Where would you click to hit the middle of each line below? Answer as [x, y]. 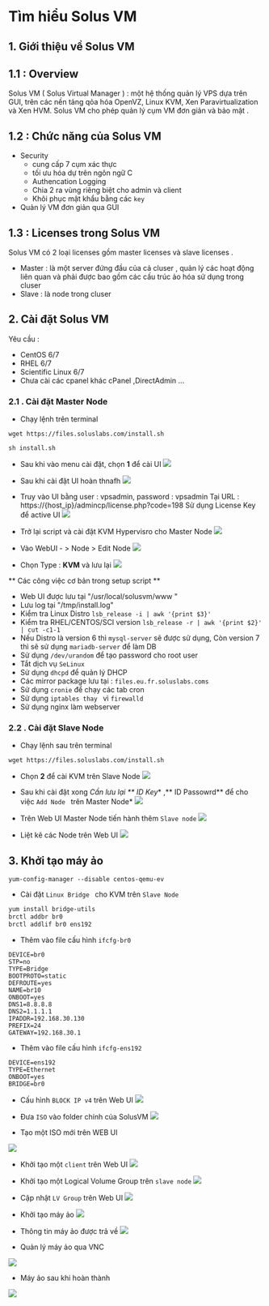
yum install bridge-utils [52, 910]
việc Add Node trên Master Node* [76, 802]
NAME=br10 [25, 990]
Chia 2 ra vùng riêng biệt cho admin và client [107, 191]
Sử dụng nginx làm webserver [70, 707]
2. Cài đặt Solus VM [59, 319]
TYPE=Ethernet [32, 1069]
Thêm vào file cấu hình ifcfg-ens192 [81, 1047]
